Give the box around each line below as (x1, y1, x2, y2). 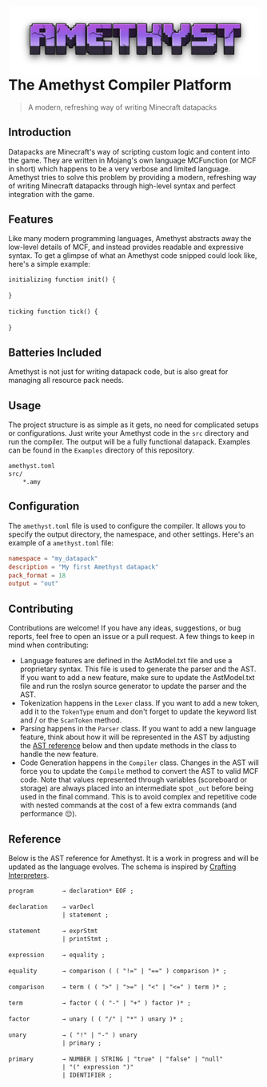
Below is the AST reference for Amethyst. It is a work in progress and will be (8, 853, 259, 863)
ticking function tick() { (8, 308, 98, 316)
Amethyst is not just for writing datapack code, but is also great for (8, 367, 229, 376)
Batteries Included (8, 345, 102, 359)
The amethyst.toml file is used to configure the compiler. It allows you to (8, 521, 246, 530)
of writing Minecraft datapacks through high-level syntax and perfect (8, 181, 236, 191)
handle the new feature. (19, 750, 98, 759)
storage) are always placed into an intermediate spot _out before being (19, 783, 254, 793)
